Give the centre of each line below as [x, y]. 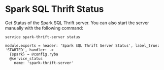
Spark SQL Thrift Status [55, 9]
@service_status [26, 58]
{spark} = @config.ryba [34, 54]
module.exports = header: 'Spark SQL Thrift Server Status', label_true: [82, 45]
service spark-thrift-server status [43, 37]
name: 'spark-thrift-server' [44, 63]
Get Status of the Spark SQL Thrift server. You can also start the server [77, 23]
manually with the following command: [44, 28]
